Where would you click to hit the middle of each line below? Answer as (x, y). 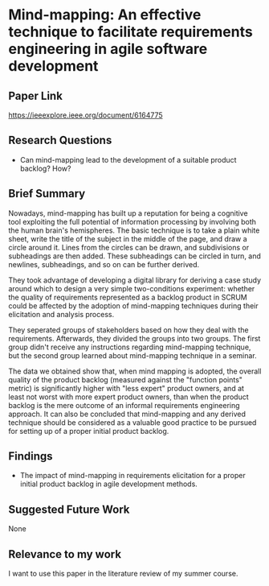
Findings (31, 456)
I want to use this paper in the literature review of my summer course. (123, 574)
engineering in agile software (108, 49)
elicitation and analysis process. (61, 314)
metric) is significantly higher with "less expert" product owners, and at (126, 388)
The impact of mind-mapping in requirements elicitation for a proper (133, 476)
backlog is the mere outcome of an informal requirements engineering (124, 405)
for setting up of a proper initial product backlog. (89, 431)
